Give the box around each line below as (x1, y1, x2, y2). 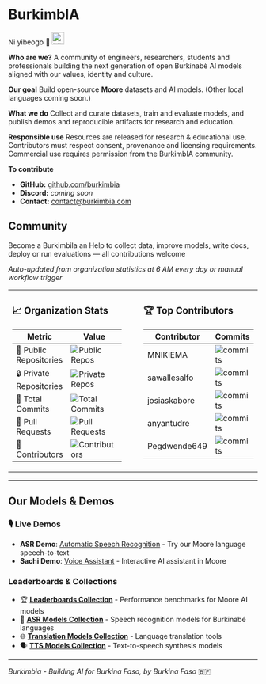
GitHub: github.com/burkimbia (19, 180, 120, 189)
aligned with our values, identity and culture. (8, 69, 154, 78)
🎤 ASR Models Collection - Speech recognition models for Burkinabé (19, 614, 247, 624)
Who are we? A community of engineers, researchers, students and (8, 52, 230, 62)
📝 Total (16, 393, 42, 405)
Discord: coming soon (19, 188, 93, 197)
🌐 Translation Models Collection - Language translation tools (19, 631, 222, 640)
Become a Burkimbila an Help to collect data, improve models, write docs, (8, 240, 249, 250)
